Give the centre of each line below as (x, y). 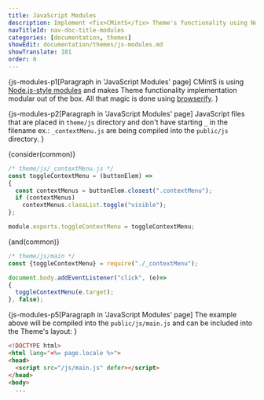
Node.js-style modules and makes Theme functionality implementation (123, 90)
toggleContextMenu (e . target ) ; (64, 292)
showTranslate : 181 (40, 52)
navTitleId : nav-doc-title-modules (66, 30)
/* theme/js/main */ (42, 256)
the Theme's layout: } (43, 331)
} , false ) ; (26, 300)
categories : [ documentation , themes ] (70, 37)
